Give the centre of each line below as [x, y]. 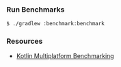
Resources [25, 41]
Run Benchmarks [36, 10]
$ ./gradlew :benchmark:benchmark [56, 24]
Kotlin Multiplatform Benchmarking [65, 56]
